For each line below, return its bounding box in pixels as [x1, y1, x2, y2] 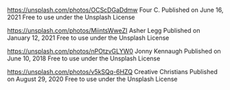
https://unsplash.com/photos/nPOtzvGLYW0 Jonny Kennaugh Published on [7, 47, 221, 55]
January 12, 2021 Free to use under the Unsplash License [7, 34, 170, 42]
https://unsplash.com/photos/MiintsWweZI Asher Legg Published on [7, 27, 200, 34]
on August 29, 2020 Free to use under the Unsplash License [7, 75, 178, 83]
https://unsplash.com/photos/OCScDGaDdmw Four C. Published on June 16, [7, 6, 224, 14]
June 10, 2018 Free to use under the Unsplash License [7, 54, 161, 63]
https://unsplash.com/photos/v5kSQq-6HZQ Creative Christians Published [7, 68, 218, 76]
